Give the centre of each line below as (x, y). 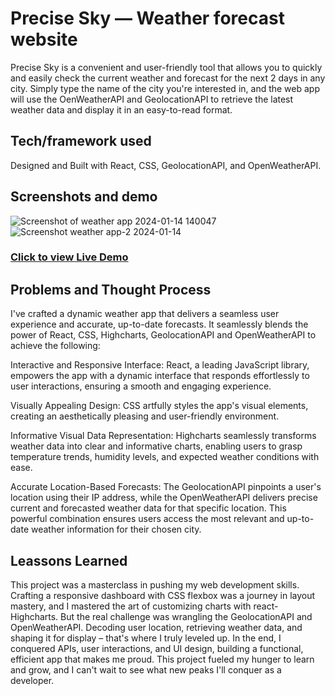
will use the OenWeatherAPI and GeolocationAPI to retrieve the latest (152, 99)
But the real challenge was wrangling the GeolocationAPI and (186, 617)
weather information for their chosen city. (116, 529)
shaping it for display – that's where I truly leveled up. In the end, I (146, 638)
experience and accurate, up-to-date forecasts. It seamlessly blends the (159, 324)
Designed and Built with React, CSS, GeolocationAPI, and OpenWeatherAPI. (166, 165)
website (44, 39)
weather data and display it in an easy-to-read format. (121, 109)
